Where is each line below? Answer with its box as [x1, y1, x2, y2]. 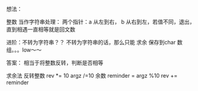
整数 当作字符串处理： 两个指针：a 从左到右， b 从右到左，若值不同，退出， [6, 18, 196, 25]
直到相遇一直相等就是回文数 [6, 26, 76, 33]
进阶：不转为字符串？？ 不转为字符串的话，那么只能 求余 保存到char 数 [6, 39, 183, 45]
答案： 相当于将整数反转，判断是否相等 [6, 59, 104, 66]
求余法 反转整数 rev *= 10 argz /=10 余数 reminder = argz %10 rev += [6, 72, 178, 79]
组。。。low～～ [6, 46, 42, 53]
